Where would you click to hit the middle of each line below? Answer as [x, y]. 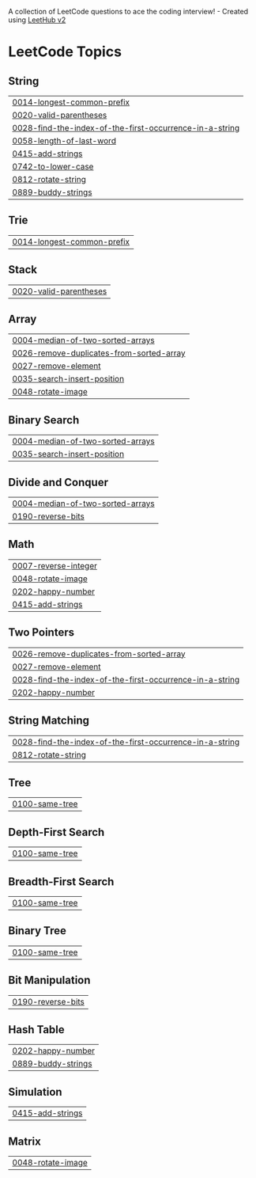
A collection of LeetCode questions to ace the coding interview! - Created [128, 11]
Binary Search [44, 420]
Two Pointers [41, 633]
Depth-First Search [56, 832]
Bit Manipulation [49, 980]
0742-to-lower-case [53, 167]
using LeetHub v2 [37, 20]
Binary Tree [38, 931]
